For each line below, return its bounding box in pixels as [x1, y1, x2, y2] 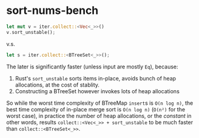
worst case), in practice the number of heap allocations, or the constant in [6, 112, 192, 119]
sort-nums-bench [6, 4, 99, 18]
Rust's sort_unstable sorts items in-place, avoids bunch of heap [15, 74, 177, 82]
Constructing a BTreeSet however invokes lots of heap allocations [15, 87, 180, 94]
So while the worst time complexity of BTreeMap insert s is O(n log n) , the [6, 99, 194, 107]
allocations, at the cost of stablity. [15, 81, 100, 88]
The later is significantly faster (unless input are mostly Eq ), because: [6, 63, 178, 70]
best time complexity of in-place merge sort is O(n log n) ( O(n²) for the [6, 105, 186, 113]
